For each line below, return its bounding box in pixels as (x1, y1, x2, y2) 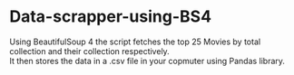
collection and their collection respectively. (9, 45, 170, 56)
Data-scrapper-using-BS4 (9, 6, 211, 27)
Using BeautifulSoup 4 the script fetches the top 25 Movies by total (9, 36, 261, 47)
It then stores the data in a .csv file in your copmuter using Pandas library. (9, 55, 286, 66)
